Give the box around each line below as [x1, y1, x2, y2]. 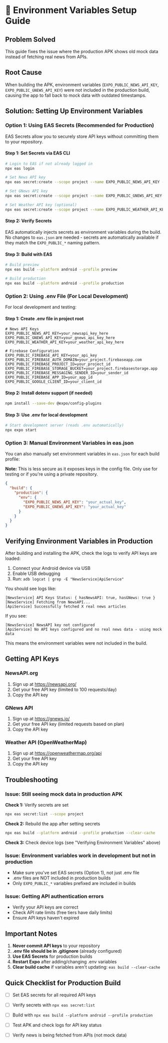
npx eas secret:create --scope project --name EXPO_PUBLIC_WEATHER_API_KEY [5, 207, 166, 212]
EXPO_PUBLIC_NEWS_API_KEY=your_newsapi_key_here [5, 331, 108, 336]
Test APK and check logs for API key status [12, 1022, 102, 1028]
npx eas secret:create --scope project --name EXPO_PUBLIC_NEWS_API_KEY [5, 180, 160, 185]
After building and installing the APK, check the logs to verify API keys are [5, 550, 157, 556]
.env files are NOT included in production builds [12, 875, 111, 881]
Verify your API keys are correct [12, 904, 78, 910]
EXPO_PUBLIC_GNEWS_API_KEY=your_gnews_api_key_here [5, 336, 115, 341]
